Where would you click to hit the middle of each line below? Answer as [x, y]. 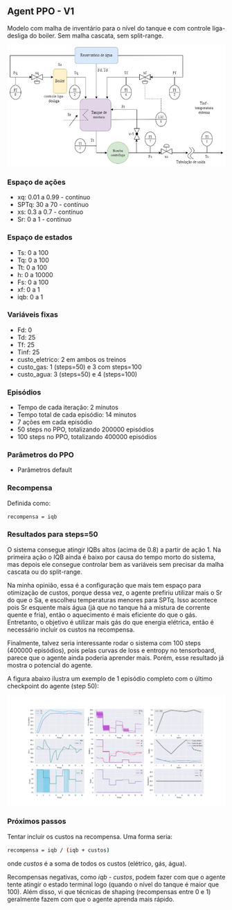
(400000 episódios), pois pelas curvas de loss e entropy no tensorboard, [111, 650]
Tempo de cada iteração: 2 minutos [68, 407]
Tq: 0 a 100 [33, 260]
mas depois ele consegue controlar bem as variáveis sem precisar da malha [115, 564]
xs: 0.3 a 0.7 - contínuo [50, 212]
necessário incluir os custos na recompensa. [71, 629]
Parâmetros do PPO [41, 455]
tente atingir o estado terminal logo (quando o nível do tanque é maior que [113, 884]
